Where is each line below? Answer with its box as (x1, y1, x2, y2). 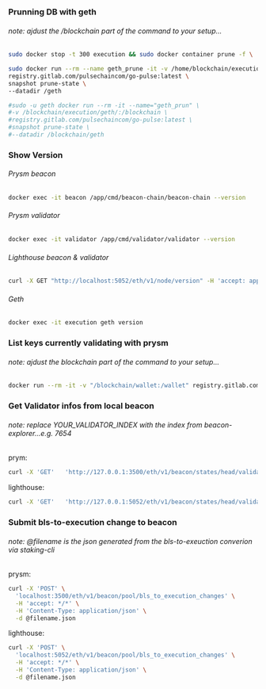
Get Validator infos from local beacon (8, 400, 154, 411)
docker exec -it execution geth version (8, 319, 144, 327)
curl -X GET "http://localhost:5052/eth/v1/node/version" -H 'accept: (8, 277, 246, 285)
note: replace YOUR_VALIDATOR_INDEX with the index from (8, 419, 203, 430)
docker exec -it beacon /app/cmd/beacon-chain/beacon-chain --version (8, 193, 246, 201)
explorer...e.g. (8, 428, 54, 438)
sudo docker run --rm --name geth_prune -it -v (8, 65, 169, 73)
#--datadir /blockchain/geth (8, 131, 104, 139)
